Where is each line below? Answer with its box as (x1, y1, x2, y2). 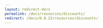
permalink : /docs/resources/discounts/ (4, 11, 86, 16)
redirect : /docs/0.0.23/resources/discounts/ (4, 16, 98, 20)
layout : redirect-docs (4, 7, 51, 12)
